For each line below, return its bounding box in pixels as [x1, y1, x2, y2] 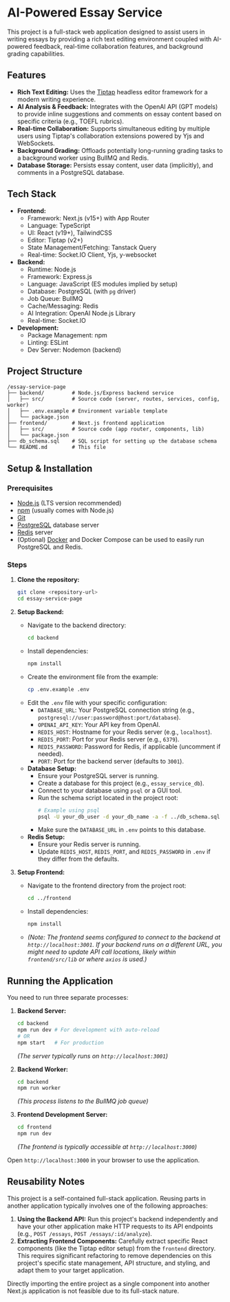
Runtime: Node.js [27, 265, 77, 273]
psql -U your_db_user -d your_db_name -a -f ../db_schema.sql [37, 813, 220, 820]
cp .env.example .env [27, 686, 90, 693]
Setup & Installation [7, 463, 93, 474]
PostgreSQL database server [17, 521, 100, 529]
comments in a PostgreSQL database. [17, 168, 125, 176]
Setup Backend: [17, 608, 64, 616]
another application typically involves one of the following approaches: [7, 1201, 208, 1210]
